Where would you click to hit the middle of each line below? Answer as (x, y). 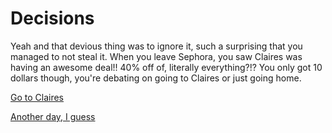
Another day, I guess (53, 116)
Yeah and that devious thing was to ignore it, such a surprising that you (156, 46)
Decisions (52, 18)
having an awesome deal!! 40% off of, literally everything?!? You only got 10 (166, 67)
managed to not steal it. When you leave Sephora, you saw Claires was (156, 56)
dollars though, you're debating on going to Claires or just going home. (156, 78)
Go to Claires (37, 97)
